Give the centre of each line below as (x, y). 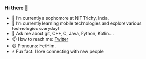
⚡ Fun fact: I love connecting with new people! (58, 52)
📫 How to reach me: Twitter (40, 39)
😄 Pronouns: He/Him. (33, 46)
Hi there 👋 (17, 8)
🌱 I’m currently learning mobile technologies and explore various (76, 23)
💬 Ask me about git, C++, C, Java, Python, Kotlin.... (63, 34)
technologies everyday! (35, 29)
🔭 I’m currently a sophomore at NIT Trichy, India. (60, 18)
